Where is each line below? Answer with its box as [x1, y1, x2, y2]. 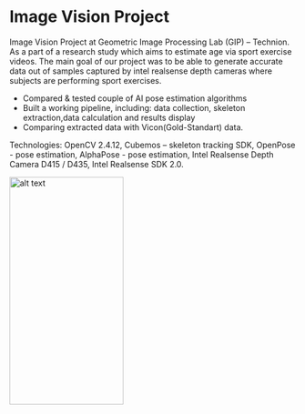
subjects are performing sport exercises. [9, 75, 162, 86]
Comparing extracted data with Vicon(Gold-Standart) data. [22, 121, 244, 133]
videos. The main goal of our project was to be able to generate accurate [9, 56, 284, 66]
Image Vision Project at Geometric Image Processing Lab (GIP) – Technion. [9, 36, 290, 47]
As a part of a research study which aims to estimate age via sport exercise [9, 45, 292, 56]
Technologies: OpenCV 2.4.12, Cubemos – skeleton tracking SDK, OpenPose [9, 139, 296, 150]
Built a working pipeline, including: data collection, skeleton [22, 102, 246, 113]
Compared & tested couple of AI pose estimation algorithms [22, 93, 248, 104]
